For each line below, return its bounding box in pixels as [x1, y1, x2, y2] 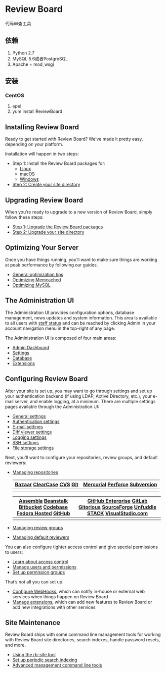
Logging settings [12, 434, 47, 440]
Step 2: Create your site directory [12, 182, 81, 188]
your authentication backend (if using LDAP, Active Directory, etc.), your [5, 393, 152, 399]
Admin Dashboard [12, 344, 49, 350]
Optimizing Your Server [5, 244, 79, 252]
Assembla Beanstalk [18, 497, 68, 504]
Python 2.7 [12, 50, 35, 55]
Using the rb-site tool [12, 652, 56, 658]
